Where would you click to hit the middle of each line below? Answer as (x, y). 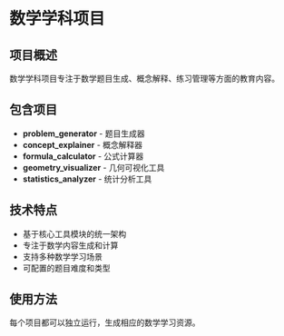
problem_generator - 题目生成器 (83, 133)
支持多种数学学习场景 (62, 256)
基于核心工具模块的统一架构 (74, 233)
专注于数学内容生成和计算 (70, 245)
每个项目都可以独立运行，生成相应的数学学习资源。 (105, 322)
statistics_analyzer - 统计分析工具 (87, 179)
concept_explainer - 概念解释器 (83, 144)
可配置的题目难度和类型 (66, 268)
